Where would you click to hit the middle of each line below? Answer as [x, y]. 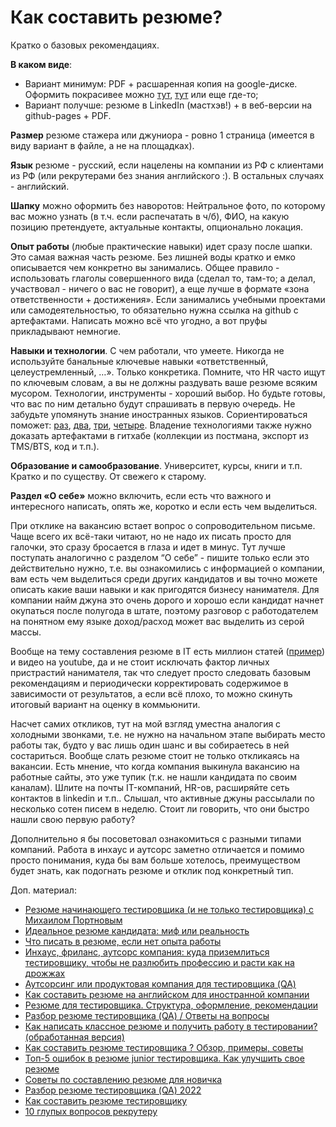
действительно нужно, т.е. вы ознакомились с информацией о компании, [168, 568]
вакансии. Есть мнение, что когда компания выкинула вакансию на [155, 766]
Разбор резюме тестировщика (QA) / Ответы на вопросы [147, 1015]
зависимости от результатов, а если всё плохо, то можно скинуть [151, 693]
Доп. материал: [43, 890]
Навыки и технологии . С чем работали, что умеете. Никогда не [147, 350]
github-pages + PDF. [68, 115]
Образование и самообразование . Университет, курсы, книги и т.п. [156, 465]
